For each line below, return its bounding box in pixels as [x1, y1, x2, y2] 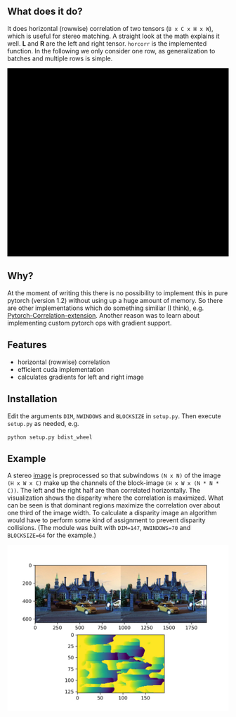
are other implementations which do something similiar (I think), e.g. [7, 304, 204, 312]
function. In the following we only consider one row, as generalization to [7, 46, 216, 55]
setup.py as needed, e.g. [7, 419, 79, 427]
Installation [7, 393, 58, 405]
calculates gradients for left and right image [17, 373, 144, 381]
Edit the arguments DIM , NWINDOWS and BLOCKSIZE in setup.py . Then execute [7, 411, 221, 420]
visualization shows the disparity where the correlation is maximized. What [7, 493, 223, 502]
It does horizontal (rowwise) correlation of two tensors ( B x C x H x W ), [7, 24, 214, 32]
